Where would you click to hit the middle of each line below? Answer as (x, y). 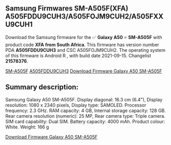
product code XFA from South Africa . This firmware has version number (82, 44)
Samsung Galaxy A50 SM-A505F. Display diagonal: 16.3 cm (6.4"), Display (84, 99)
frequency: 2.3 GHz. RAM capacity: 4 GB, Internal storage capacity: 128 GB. (85, 111)
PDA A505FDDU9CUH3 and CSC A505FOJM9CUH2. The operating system (85, 50)
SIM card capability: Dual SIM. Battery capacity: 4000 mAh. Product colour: (85, 121)
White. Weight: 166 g (27, 127)
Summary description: (42, 87)
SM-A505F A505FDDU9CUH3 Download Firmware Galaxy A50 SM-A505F (84, 71)
